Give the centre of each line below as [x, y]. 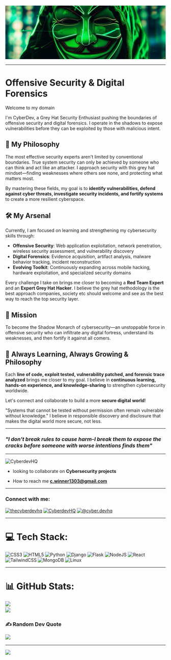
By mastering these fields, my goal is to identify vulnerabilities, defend [80, 188]
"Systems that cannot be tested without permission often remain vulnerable [84, 410]
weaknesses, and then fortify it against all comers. [58, 338]
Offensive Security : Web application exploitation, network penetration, [87, 246]
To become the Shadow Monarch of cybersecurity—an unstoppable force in [85, 327]
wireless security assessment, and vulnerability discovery [73, 251]
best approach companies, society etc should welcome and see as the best [84, 294]
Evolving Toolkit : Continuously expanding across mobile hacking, [82, 268]
